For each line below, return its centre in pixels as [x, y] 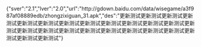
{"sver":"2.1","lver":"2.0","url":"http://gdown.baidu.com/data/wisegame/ [95, 9]
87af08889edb [25, 15]
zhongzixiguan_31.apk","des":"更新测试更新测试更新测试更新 [119, 15]
